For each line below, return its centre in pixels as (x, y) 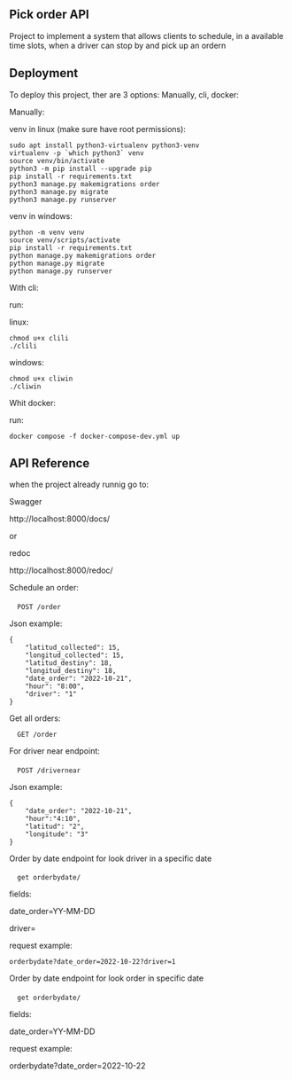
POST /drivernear (49, 771)
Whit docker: (32, 403)
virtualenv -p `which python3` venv (77, 153)
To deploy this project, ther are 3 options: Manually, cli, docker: (124, 94)
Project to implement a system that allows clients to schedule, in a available (146, 35)
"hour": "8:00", (55, 686)
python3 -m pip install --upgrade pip (81, 168)
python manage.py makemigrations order (83, 255)
